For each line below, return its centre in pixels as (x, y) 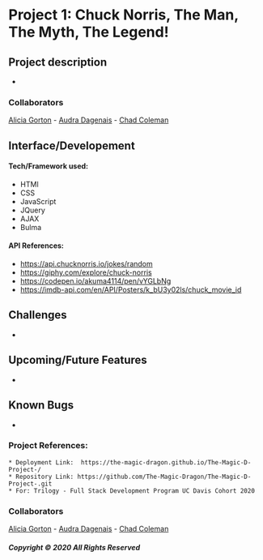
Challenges (38, 315)
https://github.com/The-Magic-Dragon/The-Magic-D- (164, 477)
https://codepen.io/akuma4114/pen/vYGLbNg (95, 281)
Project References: (48, 446)
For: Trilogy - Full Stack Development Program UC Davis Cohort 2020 (135, 491)
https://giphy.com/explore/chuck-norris (86, 272)
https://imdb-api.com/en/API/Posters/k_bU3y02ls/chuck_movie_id (131, 290)
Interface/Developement (72, 145)
